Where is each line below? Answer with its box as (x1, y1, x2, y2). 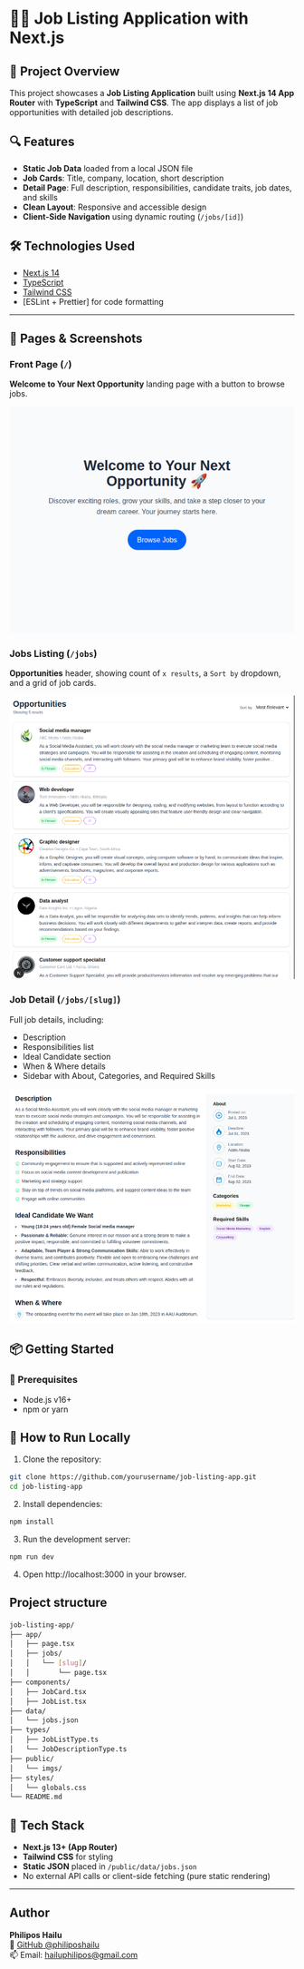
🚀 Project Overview (9, 64, 120, 79)
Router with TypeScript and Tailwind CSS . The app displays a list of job (9, 97, 279, 108)
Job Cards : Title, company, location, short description (22, 172, 224, 183)
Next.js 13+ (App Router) (22, 1842, 118, 1853)
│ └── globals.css (9, 1783, 88, 1792)
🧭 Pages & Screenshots (9, 331, 143, 347)
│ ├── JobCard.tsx (9, 1687, 88, 1696)
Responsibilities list (22, 1041, 95, 1052)
